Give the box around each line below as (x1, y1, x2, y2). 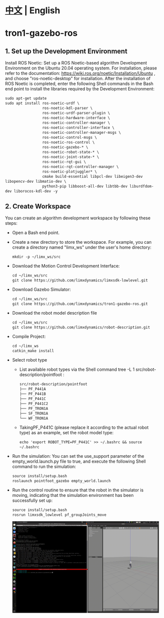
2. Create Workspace (5, 202, 71, 211)
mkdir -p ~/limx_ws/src (12, 255, 61, 259)
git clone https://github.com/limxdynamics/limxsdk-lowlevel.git (12, 278, 148, 283)
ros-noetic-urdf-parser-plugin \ (42, 111, 110, 116)
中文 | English (5, 5, 61, 16)
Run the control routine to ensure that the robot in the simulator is (12, 487, 144, 493)
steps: (5, 220, 18, 226)
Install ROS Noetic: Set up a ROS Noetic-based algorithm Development (5, 60, 147, 66)
